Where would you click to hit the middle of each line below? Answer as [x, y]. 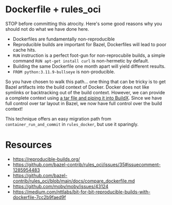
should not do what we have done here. [47, 29]
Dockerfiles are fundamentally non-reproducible [64, 39]
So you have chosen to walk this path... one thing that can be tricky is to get [85, 81]
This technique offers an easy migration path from [58, 118]
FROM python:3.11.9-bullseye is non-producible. [64, 71]
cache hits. [24, 50]
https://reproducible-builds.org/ [46, 159]
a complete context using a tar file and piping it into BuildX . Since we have [84, 98]
